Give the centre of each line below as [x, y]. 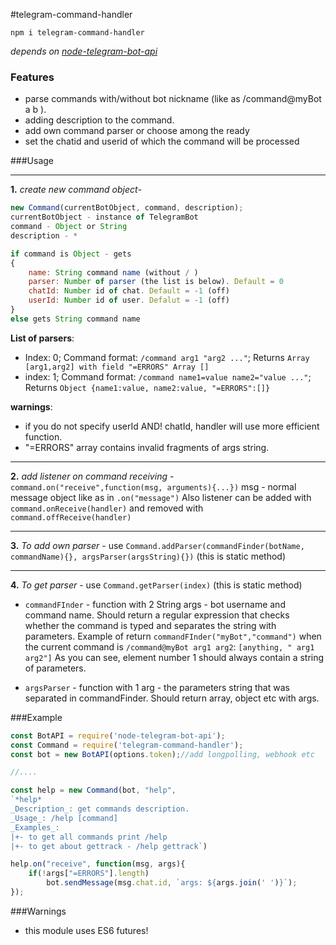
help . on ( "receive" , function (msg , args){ [98, 864]
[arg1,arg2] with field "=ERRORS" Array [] [117, 367]
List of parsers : [42, 338]
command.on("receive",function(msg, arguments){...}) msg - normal [153, 486]
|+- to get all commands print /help [89, 837]
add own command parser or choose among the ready [137, 131]
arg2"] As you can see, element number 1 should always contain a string [174, 657]
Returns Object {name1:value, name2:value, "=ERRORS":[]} [147, 387]
